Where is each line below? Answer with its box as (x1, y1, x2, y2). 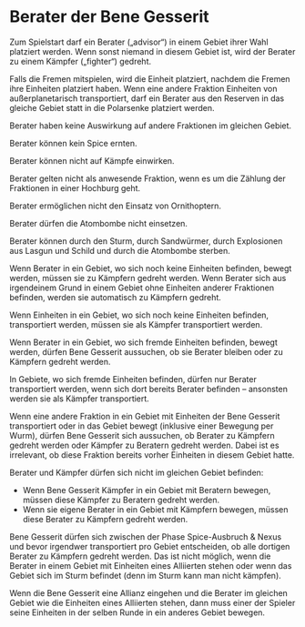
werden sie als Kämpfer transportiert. (9, 393, 150, 404)
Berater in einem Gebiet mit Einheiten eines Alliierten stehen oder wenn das (9, 560, 292, 571)
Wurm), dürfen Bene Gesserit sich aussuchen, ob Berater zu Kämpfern (9, 430, 275, 440)
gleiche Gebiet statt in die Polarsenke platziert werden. (9, 102, 216, 113)
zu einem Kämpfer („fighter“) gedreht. (9, 56, 152, 66)
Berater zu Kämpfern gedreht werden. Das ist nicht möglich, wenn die (9, 551, 271, 561)
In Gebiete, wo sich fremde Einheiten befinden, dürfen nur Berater (9, 373, 257, 384)
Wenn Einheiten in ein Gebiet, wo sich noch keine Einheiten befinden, (9, 309, 269, 320)
